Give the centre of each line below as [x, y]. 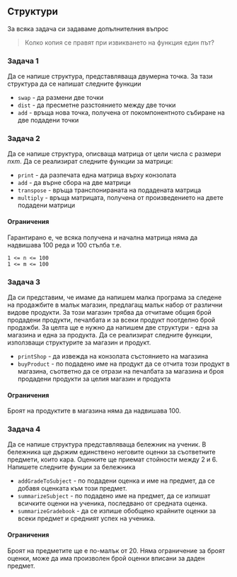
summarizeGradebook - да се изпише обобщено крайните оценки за [117, 511]
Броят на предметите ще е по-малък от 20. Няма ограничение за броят [116, 550]
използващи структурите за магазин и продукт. [79, 342]
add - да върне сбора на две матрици [74, 183]
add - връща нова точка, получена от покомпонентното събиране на [121, 113]
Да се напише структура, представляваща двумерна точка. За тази [110, 77]
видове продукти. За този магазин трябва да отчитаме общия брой [110, 312]
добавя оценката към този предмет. [72, 488]
